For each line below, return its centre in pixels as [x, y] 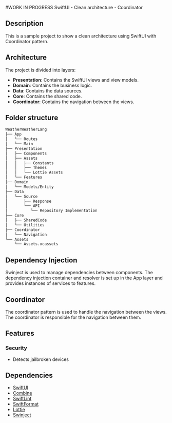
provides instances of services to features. [51, 283]
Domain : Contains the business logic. [52, 85]
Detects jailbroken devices [41, 359]
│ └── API [23, 206]
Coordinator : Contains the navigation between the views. [73, 102]
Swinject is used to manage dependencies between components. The [79, 273]
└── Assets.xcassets [36, 244]
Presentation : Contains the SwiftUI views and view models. [75, 80]
